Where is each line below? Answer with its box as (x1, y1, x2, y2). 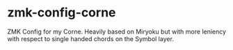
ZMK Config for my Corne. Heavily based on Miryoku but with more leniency (7, 27, 227, 36)
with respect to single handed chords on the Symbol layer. (7, 34, 174, 42)
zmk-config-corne (7, 5, 116, 21)
